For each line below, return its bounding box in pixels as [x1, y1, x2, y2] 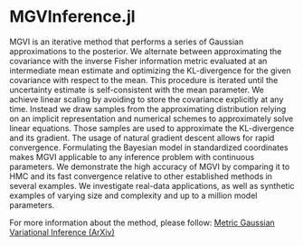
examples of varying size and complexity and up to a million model [9, 190, 258, 201]
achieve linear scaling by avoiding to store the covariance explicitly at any [9, 93, 284, 105]
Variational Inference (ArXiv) [9, 226, 115, 237]
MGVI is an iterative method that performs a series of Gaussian [9, 36, 244, 47]
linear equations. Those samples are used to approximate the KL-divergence [9, 122, 295, 133]
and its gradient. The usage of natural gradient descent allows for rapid [9, 132, 275, 143]
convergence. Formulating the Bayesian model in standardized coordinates [9, 142, 289, 153]
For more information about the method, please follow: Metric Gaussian [9, 217, 276, 228]
